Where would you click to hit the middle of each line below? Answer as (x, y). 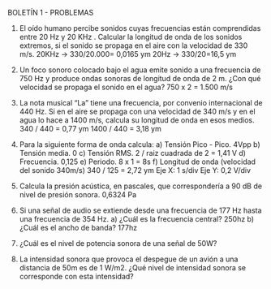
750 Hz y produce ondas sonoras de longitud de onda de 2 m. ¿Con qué (140, 78)
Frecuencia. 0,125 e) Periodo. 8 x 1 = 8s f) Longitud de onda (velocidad (138, 162)
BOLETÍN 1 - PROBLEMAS (51, 13)
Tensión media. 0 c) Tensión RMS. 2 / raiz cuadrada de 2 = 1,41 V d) (133, 153)
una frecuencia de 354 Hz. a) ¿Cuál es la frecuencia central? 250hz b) (137, 219)
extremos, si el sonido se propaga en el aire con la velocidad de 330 (133, 45)
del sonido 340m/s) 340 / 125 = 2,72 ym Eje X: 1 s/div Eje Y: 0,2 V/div (135, 170)
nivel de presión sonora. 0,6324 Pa (78, 194)
